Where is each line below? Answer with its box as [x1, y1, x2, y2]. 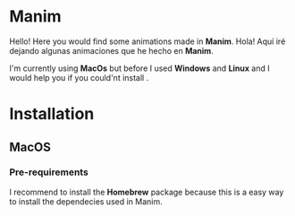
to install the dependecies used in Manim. [9, 195, 163, 207]
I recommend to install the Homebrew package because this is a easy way [9, 186, 284, 197]
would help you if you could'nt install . [9, 72, 149, 82]
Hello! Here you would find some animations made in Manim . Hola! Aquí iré [9, 36, 286, 47]
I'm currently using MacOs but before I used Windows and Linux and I [9, 63, 270, 73]
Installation [9, 104, 95, 125]
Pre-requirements [9, 166, 89, 178]
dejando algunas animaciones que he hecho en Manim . [9, 45, 215, 56]
